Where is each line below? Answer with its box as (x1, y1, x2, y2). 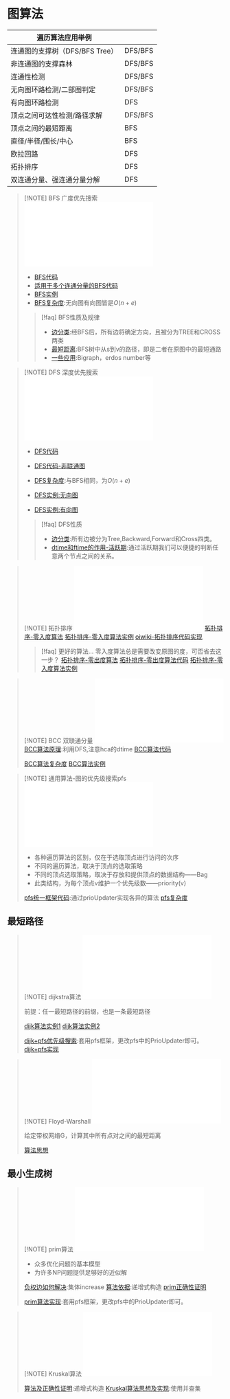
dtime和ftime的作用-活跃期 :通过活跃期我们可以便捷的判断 (51, 543, 213, 551)
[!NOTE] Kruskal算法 (23, 1369, 82, 1378)
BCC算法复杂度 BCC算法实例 (23, 760, 106, 768)
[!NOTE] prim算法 (23, 1244, 73, 1253)
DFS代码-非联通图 (34, 462, 86, 470)
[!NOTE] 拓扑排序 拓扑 (23, 624, 218, 632)
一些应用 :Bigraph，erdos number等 (51, 353, 151, 361)
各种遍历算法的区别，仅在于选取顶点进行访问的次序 (34, 853, 179, 861)
